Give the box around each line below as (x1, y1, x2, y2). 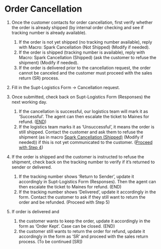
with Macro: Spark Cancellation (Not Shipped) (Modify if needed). (18, 44, 150, 50)
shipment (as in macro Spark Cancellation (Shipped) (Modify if (18, 134, 144, 140)
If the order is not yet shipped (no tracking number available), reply (18, 39, 153, 45)
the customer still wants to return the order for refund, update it (18, 228, 146, 234)
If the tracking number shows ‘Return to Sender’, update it (18, 173, 134, 179)
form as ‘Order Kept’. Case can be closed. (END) (18, 223, 115, 229)
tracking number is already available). (11, 30, 87, 35)
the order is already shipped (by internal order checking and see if (11, 24, 144, 30)
